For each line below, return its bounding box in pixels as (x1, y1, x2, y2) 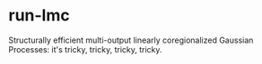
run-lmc (8, 5, 70, 26)
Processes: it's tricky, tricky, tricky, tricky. (8, 44, 162, 54)
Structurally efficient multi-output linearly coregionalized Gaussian (8, 35, 254, 45)
